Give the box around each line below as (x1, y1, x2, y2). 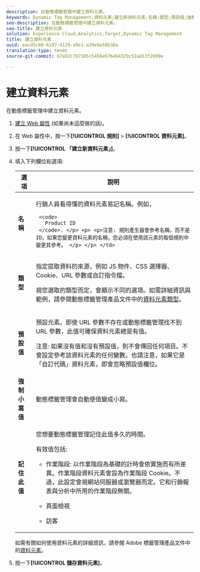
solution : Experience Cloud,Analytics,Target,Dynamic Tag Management (6, 31, 183, 37)
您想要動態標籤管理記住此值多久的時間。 (35, 430, 149, 438)
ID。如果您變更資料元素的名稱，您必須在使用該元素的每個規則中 (35, 234, 189, 241)
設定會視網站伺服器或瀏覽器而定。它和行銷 (63, 478, 183, 486)
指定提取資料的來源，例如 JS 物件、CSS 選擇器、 (35, 262, 174, 270)
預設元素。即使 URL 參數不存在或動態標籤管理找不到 (35, 318, 182, 326)
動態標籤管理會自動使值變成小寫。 (35, 395, 132, 403)
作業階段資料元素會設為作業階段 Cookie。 (57, 469, 175, 477)
